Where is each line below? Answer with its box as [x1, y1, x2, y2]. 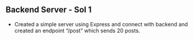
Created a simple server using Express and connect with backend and [14, 20, 189, 27]
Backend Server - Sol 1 [5, 5, 92, 15]
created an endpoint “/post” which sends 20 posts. [14, 27, 141, 34]
